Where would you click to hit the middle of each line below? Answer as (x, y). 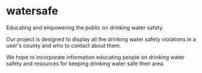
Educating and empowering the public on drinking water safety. (85, 28)
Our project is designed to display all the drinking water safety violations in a (101, 39)
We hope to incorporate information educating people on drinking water (96, 57)
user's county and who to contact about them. (64, 45)
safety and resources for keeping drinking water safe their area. (85, 63)
